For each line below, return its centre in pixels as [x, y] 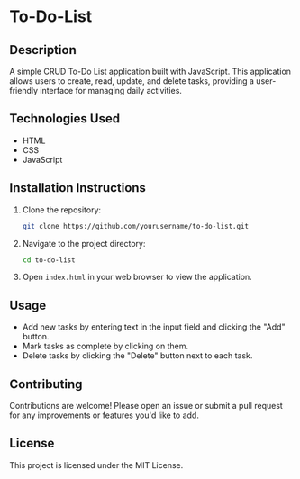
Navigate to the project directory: [84, 243]
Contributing [46, 384]
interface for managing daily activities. [111, 90]
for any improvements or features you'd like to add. [105, 415]
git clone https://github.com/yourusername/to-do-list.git [136, 226]
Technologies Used [64, 119]
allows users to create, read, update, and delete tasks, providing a [132, 81]
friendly [24, 90]
